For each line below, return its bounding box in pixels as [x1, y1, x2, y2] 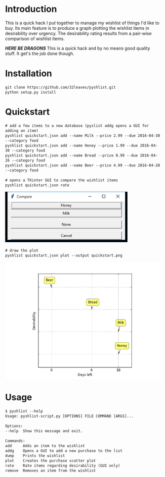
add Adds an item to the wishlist [5, 443, 85, 448]
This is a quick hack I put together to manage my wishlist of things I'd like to [5, 20, 160, 26]
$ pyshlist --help [5, 409, 43, 414]
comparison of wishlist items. [5, 36, 65, 42]
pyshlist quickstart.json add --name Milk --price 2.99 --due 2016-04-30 [5, 133, 161, 138]
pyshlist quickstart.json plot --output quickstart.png [5, 253, 123, 258]
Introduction [5, 3, 57, 15]
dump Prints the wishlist [5, 453, 65, 458]
